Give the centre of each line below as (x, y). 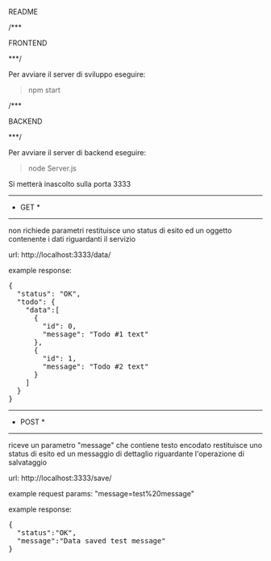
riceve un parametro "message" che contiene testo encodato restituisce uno (135, 445)
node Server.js (52, 168)
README (23, 12)
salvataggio (27, 462)
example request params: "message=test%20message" (102, 494)
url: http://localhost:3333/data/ (60, 255)
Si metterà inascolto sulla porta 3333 (70, 184)
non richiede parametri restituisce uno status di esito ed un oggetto (120, 230)
